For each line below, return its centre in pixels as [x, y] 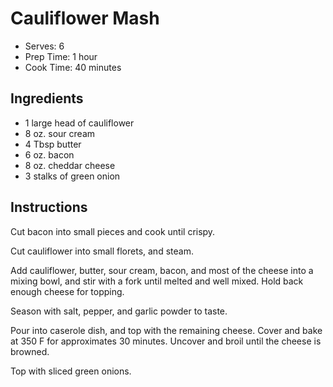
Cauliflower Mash [85, 18]
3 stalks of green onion [72, 176]
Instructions [49, 207]
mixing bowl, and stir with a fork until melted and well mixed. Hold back [157, 281]
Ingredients [47, 98]
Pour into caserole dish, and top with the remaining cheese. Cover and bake [166, 330]
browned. [30, 351]
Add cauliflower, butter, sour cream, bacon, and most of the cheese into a [162, 270]
